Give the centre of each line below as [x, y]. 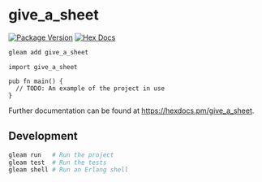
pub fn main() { [36, 81]
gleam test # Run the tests [58, 162]
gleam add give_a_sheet [49, 52]
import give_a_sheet [43, 67]
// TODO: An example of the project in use [90, 88]
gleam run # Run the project [61, 155]
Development [43, 136]
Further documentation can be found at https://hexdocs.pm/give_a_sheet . [131, 110]
